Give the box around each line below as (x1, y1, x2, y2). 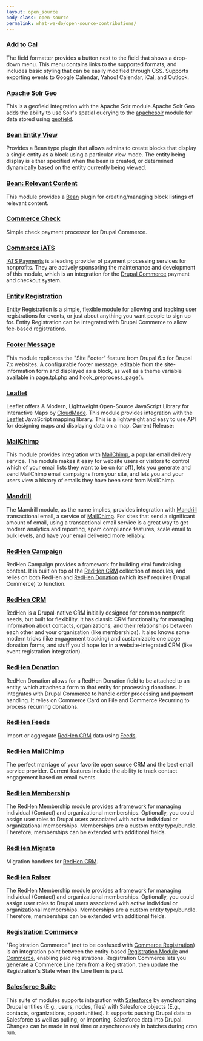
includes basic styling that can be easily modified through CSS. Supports (6, 67, 189, 74)
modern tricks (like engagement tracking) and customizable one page (6, 635, 181, 642)
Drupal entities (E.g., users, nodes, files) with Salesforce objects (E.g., (6, 1003, 181, 1010)
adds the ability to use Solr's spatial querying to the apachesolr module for (6, 109, 193, 116)
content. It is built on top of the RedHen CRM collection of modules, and (6, 567, 186, 574)
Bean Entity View (6, 130, 58, 139)
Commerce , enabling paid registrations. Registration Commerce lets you (6, 955, 187, 962)
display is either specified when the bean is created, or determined (6, 158, 174, 165)
